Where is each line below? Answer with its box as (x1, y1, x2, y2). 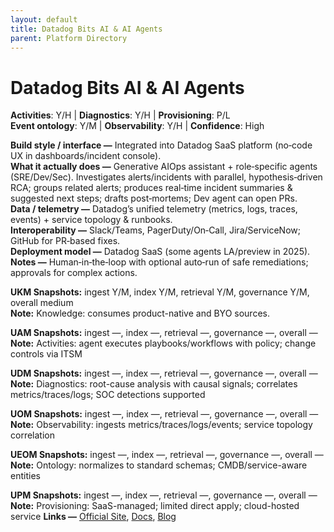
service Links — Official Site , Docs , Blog (10, 511, 177, 523)
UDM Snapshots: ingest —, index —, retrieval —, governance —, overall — (10, 367, 318, 380)
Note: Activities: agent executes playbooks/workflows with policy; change (10, 337, 317, 350)
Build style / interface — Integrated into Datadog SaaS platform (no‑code (10, 139, 313, 151)
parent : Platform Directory (10, 33, 128, 43)
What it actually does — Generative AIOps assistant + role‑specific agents (10, 161, 318, 173)
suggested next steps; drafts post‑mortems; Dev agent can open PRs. (10, 192, 298, 205)
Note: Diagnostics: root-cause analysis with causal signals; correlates (10, 378, 298, 390)
